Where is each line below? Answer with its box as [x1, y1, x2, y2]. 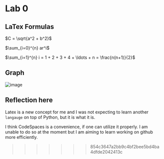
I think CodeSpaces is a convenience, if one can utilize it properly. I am [5, 124, 148, 130]
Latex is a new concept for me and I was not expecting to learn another [5, 109, 149, 115]
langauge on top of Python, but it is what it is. [5, 114, 95, 120]
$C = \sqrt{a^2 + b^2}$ [5, 35, 52, 41]
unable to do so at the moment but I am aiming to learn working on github [5, 129, 153, 135]
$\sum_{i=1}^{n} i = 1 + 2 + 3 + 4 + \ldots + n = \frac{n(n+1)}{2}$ [5, 54, 136, 60]
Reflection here [5, 96, 53, 105]
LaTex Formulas [5, 23, 54, 31]
